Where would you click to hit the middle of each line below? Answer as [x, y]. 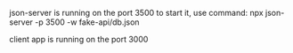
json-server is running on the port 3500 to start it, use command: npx [137, 13]
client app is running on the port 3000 [79, 39]
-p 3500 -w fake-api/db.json [87, 22]
